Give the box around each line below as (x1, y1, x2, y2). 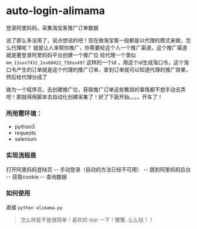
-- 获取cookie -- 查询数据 (6, 173, 67, 180)
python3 (14, 123, 35, 130)
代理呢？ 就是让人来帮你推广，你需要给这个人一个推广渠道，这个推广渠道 (11, 44, 188, 51)
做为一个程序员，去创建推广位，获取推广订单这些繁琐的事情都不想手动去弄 (6, 86, 186, 93)
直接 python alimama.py (6, 204, 63, 211)
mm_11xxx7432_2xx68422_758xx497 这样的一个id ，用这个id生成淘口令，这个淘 (6, 59, 189, 66)
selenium (14, 136, 37, 143)
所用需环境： (6, 109, 43, 117)
